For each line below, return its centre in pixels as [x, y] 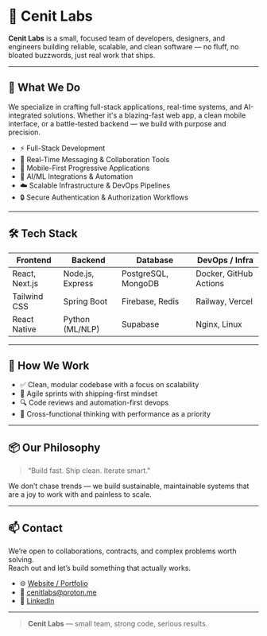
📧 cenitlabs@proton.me [58, 592]
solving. [21, 559]
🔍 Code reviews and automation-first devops [94, 403]
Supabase [141, 324]
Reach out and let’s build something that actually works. [100, 568]
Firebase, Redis [151, 301]
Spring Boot [85, 301]
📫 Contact [36, 528]
